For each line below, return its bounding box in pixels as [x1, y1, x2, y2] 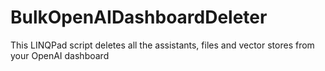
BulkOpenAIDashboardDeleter [10, 6, 268, 29]
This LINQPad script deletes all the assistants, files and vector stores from [10, 39, 315, 51]
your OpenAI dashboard [10, 49, 110, 61]
